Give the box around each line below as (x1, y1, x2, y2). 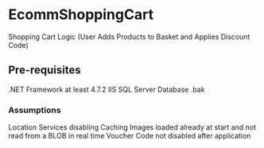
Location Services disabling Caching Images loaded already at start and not (8, 123, 257, 132)
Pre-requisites (8, 64, 81, 77)
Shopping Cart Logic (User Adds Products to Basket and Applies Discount (8, 32, 250, 41)
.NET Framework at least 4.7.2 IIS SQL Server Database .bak (8, 84, 205, 94)
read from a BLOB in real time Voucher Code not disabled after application (8, 131, 251, 141)
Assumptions (8, 104, 61, 115)
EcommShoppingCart (8, 6, 153, 24)
